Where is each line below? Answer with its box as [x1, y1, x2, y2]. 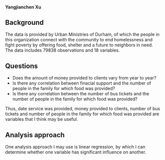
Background [5, 18, 44, 27]
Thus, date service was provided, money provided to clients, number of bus [5, 106, 161, 112]
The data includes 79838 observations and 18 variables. [5, 47, 120, 53]
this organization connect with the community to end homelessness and [5, 37, 153, 43]
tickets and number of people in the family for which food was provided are [5, 111, 160, 117]
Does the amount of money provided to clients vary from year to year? [12, 75, 157, 81]
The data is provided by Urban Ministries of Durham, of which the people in [5, 31, 160, 37]
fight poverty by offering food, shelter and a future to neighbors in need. [5, 42, 153, 48]
